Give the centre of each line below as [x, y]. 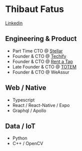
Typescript [23, 100]
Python [20, 138]
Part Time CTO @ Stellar [37, 50]
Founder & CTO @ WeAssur [41, 72]
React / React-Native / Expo [41, 105]
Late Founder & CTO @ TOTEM [44, 66]
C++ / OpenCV [28, 143]
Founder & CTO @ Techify [39, 56]
